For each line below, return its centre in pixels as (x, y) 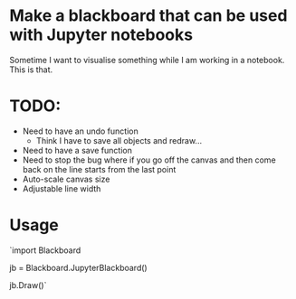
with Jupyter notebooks (101, 35)
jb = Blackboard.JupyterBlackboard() (78, 267)
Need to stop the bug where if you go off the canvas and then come (149, 160)
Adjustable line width (62, 188)
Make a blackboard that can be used (148, 16)
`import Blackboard (45, 250)
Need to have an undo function (80, 131)
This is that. (31, 70)
